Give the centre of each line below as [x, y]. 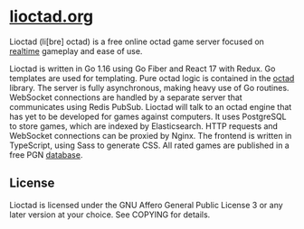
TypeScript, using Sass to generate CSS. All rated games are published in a [149, 145]
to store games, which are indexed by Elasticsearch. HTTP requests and [144, 126]
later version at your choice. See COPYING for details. [110, 215]
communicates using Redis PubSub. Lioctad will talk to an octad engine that [151, 106]
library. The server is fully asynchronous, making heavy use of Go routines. [149, 87]
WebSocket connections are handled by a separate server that [126, 97]
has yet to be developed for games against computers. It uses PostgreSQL [148, 116]
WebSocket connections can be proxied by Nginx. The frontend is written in [151, 135]
